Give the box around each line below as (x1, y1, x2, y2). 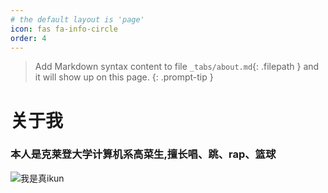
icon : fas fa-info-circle (10, 24, 118, 34)
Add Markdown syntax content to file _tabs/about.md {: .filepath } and (34, 61, 320, 73)
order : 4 (10, 33, 47, 43)
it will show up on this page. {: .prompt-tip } (34, 71, 214, 83)
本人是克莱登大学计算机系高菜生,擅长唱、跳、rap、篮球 (10, 147, 277, 161)
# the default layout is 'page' (10, 14, 145, 25)
